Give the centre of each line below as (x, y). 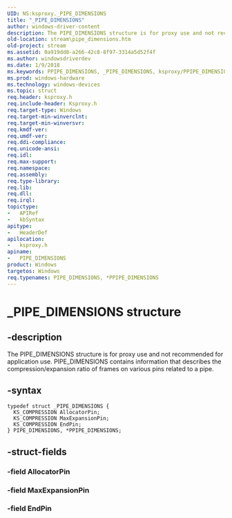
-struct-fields (37, 452)
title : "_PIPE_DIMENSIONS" (46, 20)
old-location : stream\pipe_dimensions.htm (69, 39)
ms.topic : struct (32, 91)
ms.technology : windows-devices (54, 84)
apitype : (20, 226)
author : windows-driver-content (54, 26)
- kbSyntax (26, 220)
